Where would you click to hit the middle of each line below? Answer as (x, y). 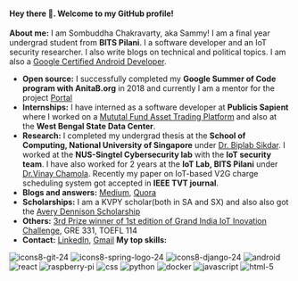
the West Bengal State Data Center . (89, 127)
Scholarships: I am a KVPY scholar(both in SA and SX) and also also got (155, 202)
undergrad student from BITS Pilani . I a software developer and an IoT (138, 43)
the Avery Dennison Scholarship (81, 211)
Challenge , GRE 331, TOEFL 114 (80, 231)
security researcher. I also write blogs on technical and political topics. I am (148, 52)
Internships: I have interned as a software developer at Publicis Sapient (155, 107)
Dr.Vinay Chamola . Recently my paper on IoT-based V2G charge (140, 174)
